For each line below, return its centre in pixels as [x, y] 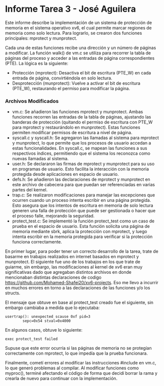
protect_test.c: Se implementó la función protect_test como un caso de [83, 221]
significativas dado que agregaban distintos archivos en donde [68, 272]
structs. [13, 293]
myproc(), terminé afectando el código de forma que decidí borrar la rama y [81, 373]
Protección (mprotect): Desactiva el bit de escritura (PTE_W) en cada [82, 72]
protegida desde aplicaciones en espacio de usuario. [65, 174]
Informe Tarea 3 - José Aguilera [71, 9]
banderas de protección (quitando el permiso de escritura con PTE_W [82, 122]
